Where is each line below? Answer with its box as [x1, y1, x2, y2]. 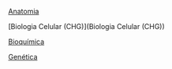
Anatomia [8, 7, 39, 16]
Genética [8, 53, 38, 61]
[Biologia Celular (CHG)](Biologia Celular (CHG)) [8, 22, 166, 31]
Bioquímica [8, 37, 45, 46]
